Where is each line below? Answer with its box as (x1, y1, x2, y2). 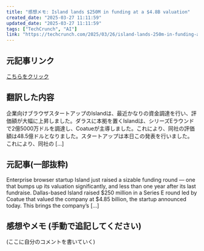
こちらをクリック (6, 72, 49, 80)
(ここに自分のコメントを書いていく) (6, 238, 95, 246)
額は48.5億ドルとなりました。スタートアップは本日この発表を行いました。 (6, 132, 193, 140)
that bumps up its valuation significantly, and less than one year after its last (6, 182, 196, 190)
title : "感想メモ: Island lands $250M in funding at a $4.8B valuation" (6, 9, 191, 15)
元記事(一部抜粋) (6, 159, 69, 170)
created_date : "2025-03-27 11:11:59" (6, 15, 102, 21)
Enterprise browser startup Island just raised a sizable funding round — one (6, 176, 195, 183)
